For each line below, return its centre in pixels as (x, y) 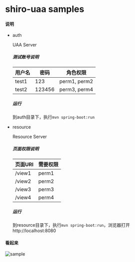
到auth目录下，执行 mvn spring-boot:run (53, 117)
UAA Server (25, 45)
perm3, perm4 (76, 90)
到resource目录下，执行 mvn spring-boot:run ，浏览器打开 (71, 225)
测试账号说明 (25, 57)
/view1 (23, 173)
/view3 (23, 189)
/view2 (23, 181)
